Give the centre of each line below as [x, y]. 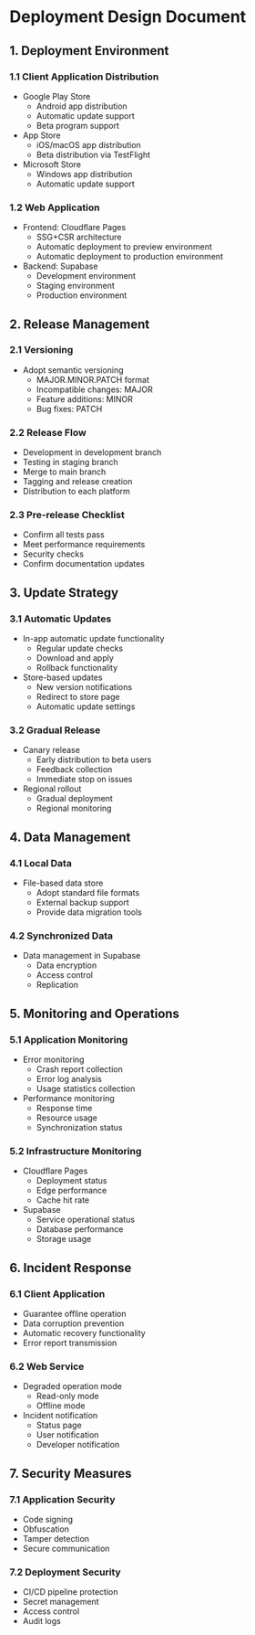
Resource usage [67, 1118]
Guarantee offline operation [74, 1314]
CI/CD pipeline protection [70, 1592]
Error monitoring [53, 1060]
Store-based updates [62, 677]
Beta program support [78, 125]
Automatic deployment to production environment [129, 257]
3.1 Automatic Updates [61, 619]
